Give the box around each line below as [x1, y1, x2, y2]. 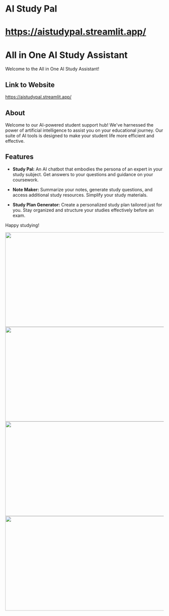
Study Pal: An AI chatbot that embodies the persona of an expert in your [12, 166, 163, 172]
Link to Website [5, 80, 55, 89]
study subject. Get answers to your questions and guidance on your [12, 171, 153, 177]
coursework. [12, 177, 39, 183]
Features [5, 152, 34, 161]
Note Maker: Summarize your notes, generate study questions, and [12, 186, 153, 192]
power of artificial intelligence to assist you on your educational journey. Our [5, 127, 163, 133]
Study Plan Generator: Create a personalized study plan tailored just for [12, 201, 162, 207]
